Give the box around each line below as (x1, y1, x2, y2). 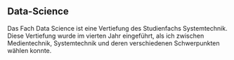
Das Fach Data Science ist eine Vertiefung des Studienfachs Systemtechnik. (7, 24, 228, 32)
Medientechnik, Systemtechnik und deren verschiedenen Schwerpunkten (7, 38, 220, 47)
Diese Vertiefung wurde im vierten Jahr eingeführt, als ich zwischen (7, 31, 204, 40)
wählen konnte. (7, 46, 52, 54)
